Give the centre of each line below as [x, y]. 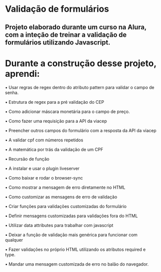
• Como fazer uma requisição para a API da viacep [56, 121]
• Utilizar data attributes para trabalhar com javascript [59, 225]
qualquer [14, 240]
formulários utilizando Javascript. [58, 42]
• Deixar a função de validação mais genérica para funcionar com [71, 235]
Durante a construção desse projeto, [81, 63]
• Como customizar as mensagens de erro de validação [61, 197]
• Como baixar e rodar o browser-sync [44, 178]
